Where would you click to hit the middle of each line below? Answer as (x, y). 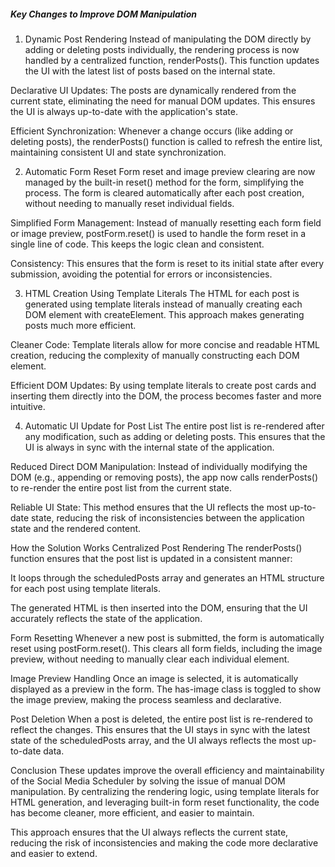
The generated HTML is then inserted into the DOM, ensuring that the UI (159, 607)
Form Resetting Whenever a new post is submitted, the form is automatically (167, 637)
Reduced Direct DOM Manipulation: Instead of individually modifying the (159, 466)
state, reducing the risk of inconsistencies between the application (167, 517)
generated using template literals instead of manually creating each (163, 304)
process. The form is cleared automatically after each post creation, (164, 192)
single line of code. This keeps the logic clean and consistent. (137, 244)
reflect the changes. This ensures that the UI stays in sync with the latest (160, 729)
